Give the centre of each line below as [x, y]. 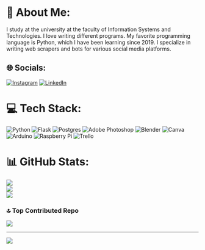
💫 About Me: [38, 12]
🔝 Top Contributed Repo [43, 210]
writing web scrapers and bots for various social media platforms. [89, 49]
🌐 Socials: [26, 68]
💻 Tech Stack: [44, 108]
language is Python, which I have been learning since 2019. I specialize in [99, 42]
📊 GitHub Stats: [48, 162]
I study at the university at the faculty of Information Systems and [88, 29]
